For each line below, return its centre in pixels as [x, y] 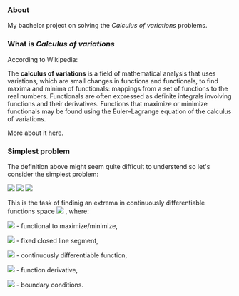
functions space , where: [48, 211]
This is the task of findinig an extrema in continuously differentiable [106, 203]
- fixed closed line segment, [57, 240]
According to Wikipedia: [43, 59]
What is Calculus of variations [61, 44]
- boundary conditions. [50, 285]
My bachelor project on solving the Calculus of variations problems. [107, 26]
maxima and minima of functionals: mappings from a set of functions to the [118, 88]
